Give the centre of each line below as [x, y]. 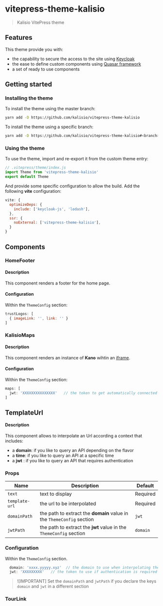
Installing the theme [29, 98]
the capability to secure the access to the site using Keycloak [73, 59]
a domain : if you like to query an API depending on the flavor [73, 450]
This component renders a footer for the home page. [58, 283]
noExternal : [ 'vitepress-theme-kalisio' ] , [57, 223]
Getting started [29, 84]
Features [19, 38]
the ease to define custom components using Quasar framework [77, 64]
